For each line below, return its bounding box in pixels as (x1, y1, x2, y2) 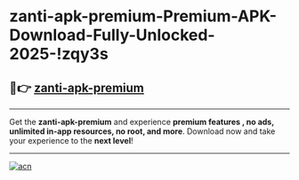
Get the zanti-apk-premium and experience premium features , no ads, (9, 117, 274, 127)
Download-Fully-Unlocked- (9, 25, 215, 45)
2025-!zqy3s (9, 44, 109, 64)
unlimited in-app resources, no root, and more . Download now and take (9, 126, 276, 137)
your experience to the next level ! (9, 136, 133, 145)
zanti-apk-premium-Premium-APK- (9, 6, 278, 27)
